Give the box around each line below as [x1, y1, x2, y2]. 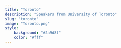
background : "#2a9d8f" [14, 30, 61, 35]
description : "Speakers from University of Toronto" [5, 12, 117, 17]
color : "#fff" [14, 35, 43, 40]
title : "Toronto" [5, 7, 41, 12]
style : [5, 26, 19, 31]
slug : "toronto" [5, 16, 39, 21]
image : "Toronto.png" [5, 21, 50, 26]
